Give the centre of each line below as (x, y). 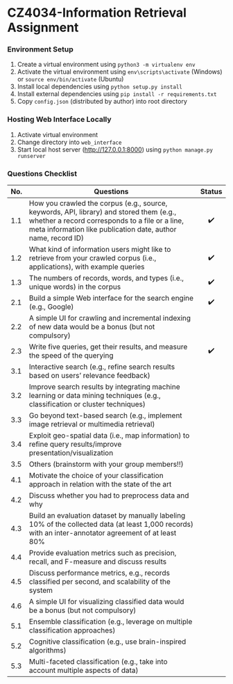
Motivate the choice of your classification (96, 476)
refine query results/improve (75, 445)
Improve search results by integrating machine (104, 387)
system (41, 591)
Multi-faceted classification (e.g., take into (98, 662)
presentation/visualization (71, 453)
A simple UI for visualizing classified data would (106, 602)
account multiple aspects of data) (84, 671)
